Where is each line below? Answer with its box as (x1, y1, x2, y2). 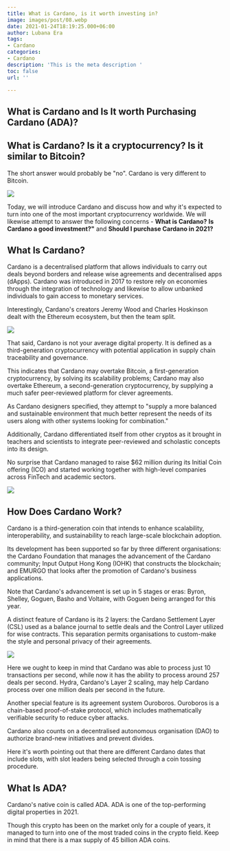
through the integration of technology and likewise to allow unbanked (7, 285, 203, 293)
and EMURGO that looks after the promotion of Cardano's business (7, 566, 197, 575)
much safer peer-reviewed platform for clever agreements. (7, 389, 174, 397)
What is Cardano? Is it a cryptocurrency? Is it (7, 140, 204, 152)
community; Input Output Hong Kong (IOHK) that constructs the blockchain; (7, 560, 222, 568)
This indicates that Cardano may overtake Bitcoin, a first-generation (7, 367, 199, 376)
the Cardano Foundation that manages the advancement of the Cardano (7, 552, 211, 560)
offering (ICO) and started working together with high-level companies (7, 466, 207, 474)
